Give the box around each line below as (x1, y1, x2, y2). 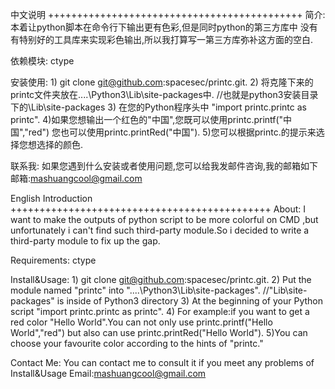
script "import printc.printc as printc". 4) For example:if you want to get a (10, 306, 310, 317)
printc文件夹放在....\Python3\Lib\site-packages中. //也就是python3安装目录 (10, 89, 319, 100)
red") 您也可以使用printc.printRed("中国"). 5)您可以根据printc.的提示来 (28, 126, 317, 138)
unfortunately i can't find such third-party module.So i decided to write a (10, 224, 310, 236)
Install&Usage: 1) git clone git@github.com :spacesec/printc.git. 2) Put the (10, 274, 312, 285)
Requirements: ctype (10, 254, 97, 266)
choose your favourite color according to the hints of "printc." (10, 338, 264, 349)
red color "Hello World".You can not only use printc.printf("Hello (10, 316, 273, 328)
